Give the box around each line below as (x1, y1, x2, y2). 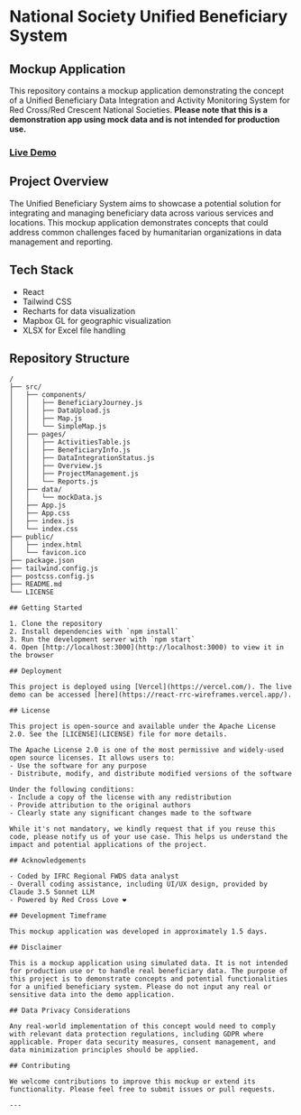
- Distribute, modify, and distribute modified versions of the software (9, 769, 293, 779)
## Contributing (9, 1062, 70, 1071)
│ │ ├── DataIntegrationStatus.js (9, 454, 155, 463)
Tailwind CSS (22, 296, 72, 307)
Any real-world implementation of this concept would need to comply (9, 1022, 277, 1031)
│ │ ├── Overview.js (9, 462, 103, 471)
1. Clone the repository (9, 620, 103, 629)
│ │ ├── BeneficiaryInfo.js (9, 446, 131, 455)
